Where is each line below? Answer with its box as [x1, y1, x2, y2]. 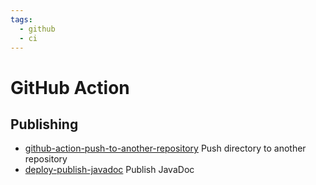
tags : [10, 14, 33, 25]
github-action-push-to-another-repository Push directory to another [24, 142, 307, 155]
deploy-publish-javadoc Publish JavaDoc [24, 164, 195, 176]
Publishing [10, 116, 79, 133]
